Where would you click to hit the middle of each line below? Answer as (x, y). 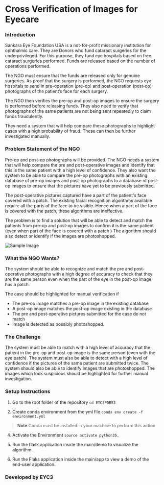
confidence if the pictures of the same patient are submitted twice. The (77, 363)
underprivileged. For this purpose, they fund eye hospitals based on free (78, 56)
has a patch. (18, 285)
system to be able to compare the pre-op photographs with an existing (76, 175)
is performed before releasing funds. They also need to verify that (72, 106)
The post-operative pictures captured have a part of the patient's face (76, 195)
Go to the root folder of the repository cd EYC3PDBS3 (64, 402)
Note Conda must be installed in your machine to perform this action (86, 425)
